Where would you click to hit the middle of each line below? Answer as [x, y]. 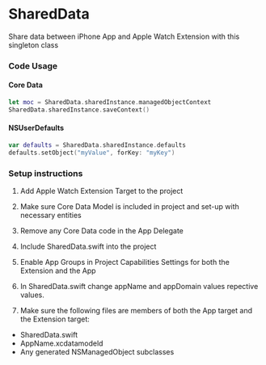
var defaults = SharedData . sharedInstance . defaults [97, 145]
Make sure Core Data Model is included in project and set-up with [130, 207]
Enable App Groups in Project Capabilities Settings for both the [125, 262]
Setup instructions [46, 173]
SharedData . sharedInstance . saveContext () [79, 110]
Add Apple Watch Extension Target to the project [101, 191]
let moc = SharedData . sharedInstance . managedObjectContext [110, 103]
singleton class [34, 44]
